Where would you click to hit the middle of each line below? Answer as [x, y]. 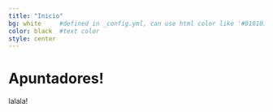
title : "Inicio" [36, 16]
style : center [32, 39]
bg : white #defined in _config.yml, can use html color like [121, 24]
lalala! [18, 101]
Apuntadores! [56, 79]
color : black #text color [54, 31]
